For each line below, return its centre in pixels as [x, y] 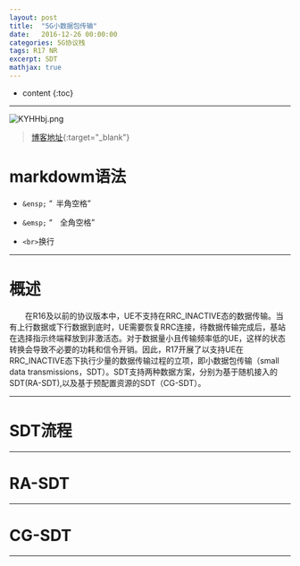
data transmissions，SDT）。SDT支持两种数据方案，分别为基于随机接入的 [144, 372]
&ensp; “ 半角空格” [57, 203]
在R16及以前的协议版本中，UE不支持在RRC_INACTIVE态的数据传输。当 [154, 315]
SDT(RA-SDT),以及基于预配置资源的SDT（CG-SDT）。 [108, 382]
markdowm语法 [68, 177]
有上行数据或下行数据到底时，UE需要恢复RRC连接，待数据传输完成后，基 [144, 327]
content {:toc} [48, 93]
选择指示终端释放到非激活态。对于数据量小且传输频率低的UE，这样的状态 [151, 338]
